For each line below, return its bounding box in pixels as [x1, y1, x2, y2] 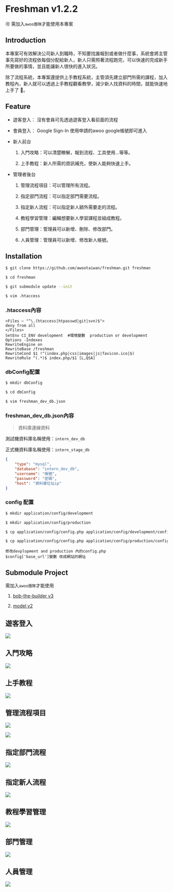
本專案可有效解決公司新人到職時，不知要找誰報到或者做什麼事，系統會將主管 [5, 50, 168, 57]
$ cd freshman [5, 275, 36, 280]
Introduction [5, 36, 46, 45]
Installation [5, 252, 42, 260]
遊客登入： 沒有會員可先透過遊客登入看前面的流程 [12, 116, 118, 122]
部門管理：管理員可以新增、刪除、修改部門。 [20, 226, 116, 232]
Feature [5, 102, 31, 111]
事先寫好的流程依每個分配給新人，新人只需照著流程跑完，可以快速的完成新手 [5, 57, 168, 63]
